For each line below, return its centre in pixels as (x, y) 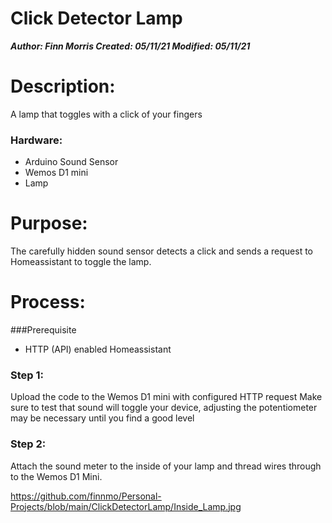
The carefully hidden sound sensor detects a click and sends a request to (161, 251)
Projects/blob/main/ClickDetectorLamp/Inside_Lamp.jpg (126, 506)
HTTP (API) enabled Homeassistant (98, 349)
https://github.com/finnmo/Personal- (86, 496)
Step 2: (28, 444)
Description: (63, 86)
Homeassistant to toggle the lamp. (81, 262)
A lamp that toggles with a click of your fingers (106, 114)
